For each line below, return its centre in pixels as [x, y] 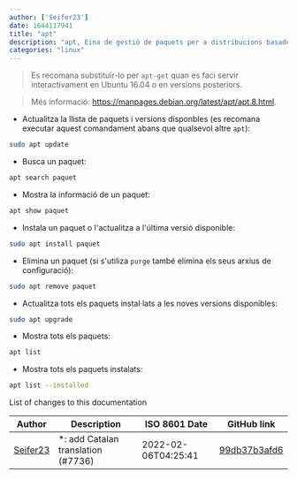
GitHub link [251, 424]
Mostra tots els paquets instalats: [82, 369]
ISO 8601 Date [176, 424]
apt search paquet [43, 178]
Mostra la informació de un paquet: [86, 194]
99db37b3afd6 [251, 450]
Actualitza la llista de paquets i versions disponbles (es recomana [141, 119]
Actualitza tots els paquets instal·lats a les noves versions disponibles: [150, 303]
